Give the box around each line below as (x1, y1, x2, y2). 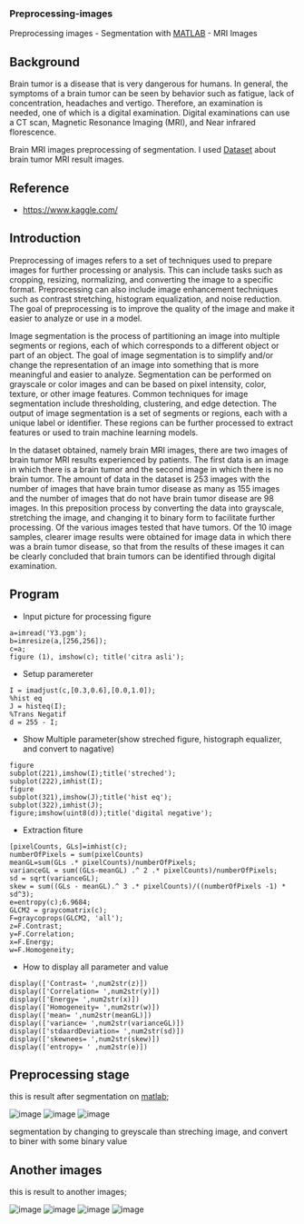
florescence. (9, 126, 57, 138)
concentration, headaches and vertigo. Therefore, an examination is (9, 98, 263, 109)
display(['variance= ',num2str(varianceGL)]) (9, 1019, 184, 1028)
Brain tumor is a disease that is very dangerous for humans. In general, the (9, 78, 289, 89)
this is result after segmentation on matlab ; (9, 1091, 170, 1102)
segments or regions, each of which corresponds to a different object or (9, 340, 279, 351)
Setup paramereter (22, 668, 93, 679)
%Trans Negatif (9, 710, 67, 719)
